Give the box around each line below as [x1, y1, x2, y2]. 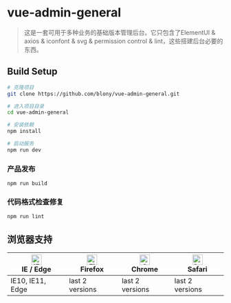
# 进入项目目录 [7, 103, 45, 110]
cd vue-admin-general [7, 109, 69, 116]
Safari [187, 265, 208, 274]
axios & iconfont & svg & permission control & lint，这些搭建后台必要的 [23, 36, 223, 45]
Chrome [131, 265, 158, 274]
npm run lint [7, 213, 45, 220]
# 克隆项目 [7, 84, 34, 90]
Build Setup [7, 66, 58, 77]
